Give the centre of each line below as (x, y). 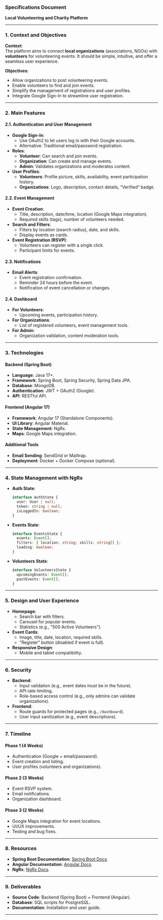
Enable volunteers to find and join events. (53, 85)
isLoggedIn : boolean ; (39, 511)
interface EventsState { (37, 534)
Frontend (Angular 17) (27, 407)
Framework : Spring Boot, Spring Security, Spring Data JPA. (71, 380)
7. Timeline (18, 733)
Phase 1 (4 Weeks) (24, 745)
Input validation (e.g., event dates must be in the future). (75, 685)
